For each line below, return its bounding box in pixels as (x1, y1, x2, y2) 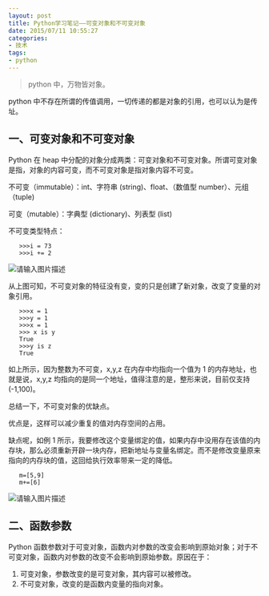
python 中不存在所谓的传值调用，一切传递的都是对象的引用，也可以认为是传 (8, 96, 258, 106)
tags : (8, 49, 26, 57)
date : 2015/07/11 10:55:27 (8, 26, 98, 34)
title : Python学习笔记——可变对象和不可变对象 (8, 19, 146, 27)
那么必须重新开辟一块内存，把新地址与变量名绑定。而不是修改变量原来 (29, 445, 261, 455)
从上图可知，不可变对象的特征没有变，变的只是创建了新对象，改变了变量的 (8, 281, 254, 291)
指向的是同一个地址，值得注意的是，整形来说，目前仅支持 (60, 374, 251, 384)
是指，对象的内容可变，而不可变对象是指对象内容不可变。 (8, 165, 198, 175)
